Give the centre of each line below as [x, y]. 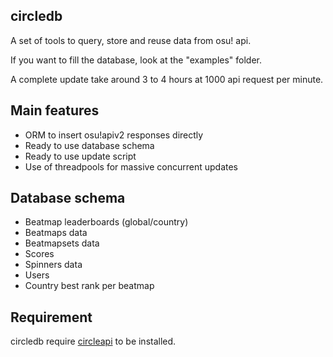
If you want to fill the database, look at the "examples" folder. [136, 60]
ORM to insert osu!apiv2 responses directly [114, 135]
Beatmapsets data [62, 243]
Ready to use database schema [89, 145]
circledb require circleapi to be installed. [93, 341]
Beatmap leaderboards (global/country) [106, 222]
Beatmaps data [56, 233]
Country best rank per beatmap [89, 286]
